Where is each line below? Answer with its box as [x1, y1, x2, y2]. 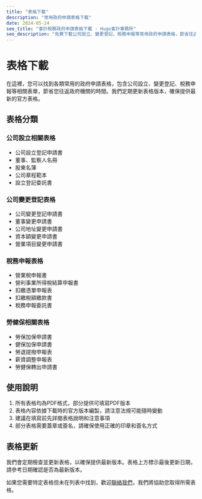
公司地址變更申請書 [14, 225, 63, 232]
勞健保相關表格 [6, 318, 50, 327]
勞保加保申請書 [14, 333, 52, 340]
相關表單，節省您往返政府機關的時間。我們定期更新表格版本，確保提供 [16, 88, 191, 95]
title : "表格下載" [6, 8, 49, 15]
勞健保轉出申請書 [14, 363, 58, 370]
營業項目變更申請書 [14, 240, 63, 247]
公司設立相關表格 [6, 134, 56, 142]
